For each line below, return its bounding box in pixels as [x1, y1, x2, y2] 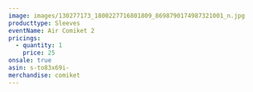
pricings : [8, 34, 42, 42]
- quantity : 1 [15, 42, 62, 50]
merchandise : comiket [8, 71, 81, 79]
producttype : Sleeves [8, 19, 81, 27]
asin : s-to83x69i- [8, 64, 70, 72]
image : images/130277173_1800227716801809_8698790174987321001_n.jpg [8, 11, 246, 20]
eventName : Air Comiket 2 [8, 26, 94, 34]
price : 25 [22, 49, 56, 57]
